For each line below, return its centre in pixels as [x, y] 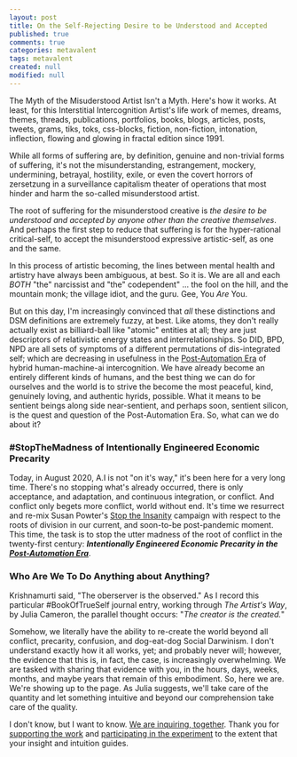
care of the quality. [43, 707]
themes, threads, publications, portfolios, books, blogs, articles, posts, [137, 119]
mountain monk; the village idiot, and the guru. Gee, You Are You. [129, 293]
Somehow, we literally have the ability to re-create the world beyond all [139, 632]
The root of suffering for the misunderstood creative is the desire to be [138, 211]
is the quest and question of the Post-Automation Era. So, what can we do [144, 415]
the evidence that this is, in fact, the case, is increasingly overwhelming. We [148, 660]
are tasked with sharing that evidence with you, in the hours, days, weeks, [145, 669]
